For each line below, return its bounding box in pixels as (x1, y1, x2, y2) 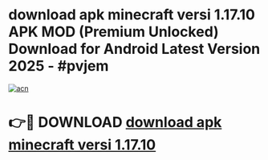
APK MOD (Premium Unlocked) (8, 23, 219, 41)
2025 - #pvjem (8, 57, 109, 76)
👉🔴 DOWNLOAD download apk (8, 113, 222, 132)
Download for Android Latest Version (8, 40, 261, 58)
